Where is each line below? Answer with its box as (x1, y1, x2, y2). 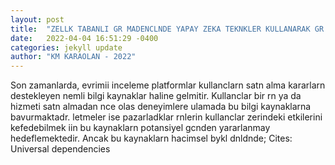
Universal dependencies (10, 143, 111, 155)
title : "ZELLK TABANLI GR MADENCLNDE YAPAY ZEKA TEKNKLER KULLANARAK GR (10, 24, 325, 34)
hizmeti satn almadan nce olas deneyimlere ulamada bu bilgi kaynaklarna (10, 101, 312, 113)
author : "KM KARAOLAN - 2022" (10, 52, 137, 62)
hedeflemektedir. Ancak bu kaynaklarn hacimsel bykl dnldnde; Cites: (10, 132, 293, 145)
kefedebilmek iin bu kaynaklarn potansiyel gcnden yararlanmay (10, 122, 271, 134)
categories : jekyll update (10, 42, 123, 53)
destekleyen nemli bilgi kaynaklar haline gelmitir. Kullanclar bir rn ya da (10, 90, 302, 102)
